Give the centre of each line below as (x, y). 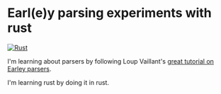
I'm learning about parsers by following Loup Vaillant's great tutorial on (111, 61)
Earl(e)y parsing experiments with (110, 13)
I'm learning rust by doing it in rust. (58, 82)
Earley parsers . (29, 69)
